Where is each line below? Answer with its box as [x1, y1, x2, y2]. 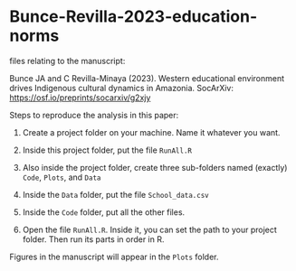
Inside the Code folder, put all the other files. [22, 206, 186, 218]
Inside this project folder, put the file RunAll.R [22, 145, 193, 155]
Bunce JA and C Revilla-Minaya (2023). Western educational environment [9, 72, 285, 83]
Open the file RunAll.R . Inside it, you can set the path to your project [22, 224, 278, 235]
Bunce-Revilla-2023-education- [9, 6, 258, 27]
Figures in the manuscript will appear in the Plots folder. [9, 251, 219, 262]
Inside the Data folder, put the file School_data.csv [22, 189, 210, 200]
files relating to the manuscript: [9, 55, 126, 66]
